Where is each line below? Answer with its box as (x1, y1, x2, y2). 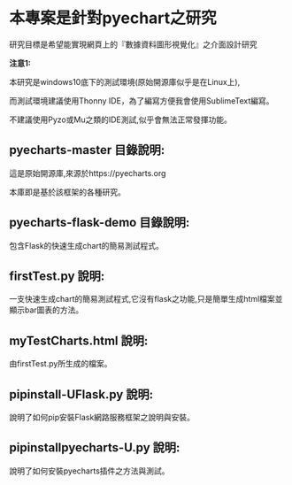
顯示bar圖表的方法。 (9, 304, 84, 315)
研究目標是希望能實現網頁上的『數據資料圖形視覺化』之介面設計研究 (9, 39, 257, 50)
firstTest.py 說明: (9, 268, 105, 283)
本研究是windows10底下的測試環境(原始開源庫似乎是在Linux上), (9, 76, 241, 87)
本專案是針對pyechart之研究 (9, 8, 217, 28)
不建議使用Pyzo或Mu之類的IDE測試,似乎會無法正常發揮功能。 (9, 114, 232, 125)
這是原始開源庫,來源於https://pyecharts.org (9, 167, 166, 178)
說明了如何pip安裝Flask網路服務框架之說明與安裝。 (9, 412, 196, 422)
